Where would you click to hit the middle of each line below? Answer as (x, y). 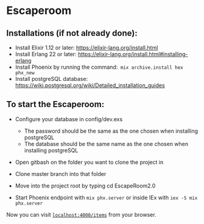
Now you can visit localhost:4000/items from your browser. (81, 214)
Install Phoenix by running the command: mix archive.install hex (99, 67)
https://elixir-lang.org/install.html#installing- (133, 54)
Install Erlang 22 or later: (46, 54)
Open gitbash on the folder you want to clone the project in (89, 162)
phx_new (25, 73)
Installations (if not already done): (72, 33)
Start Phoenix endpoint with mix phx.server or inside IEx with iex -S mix (106, 197)
